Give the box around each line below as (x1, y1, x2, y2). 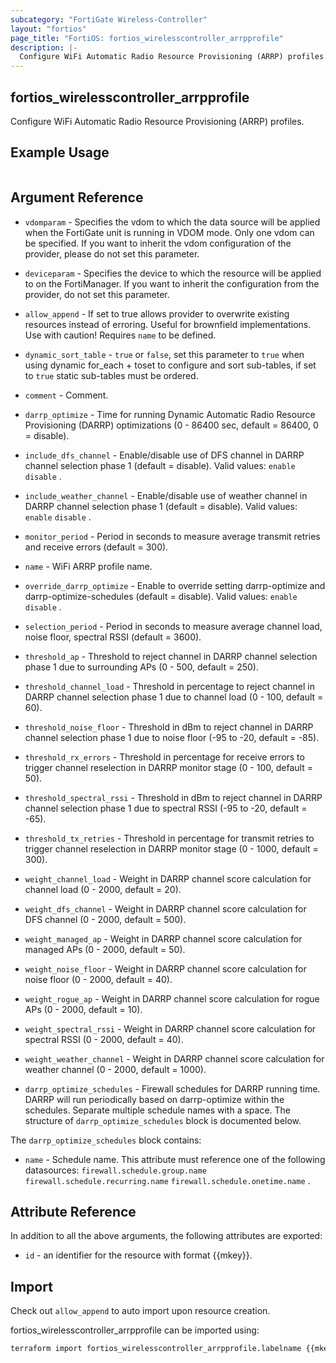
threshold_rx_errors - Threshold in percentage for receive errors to (24, 751, 305, 763)
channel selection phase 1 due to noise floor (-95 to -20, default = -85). (24, 731, 320, 743)
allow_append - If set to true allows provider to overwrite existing (24, 307, 290, 320)
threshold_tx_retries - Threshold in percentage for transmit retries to (24, 832, 315, 844)
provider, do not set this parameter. (24, 288, 170, 300)
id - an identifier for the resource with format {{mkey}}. (24, 1249, 253, 1261)
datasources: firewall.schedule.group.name (24, 1164, 207, 1176)
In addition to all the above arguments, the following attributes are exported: (10, 1230, 323, 1242)
